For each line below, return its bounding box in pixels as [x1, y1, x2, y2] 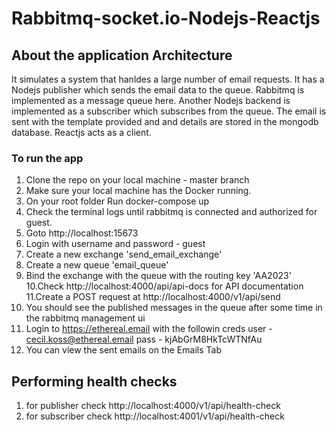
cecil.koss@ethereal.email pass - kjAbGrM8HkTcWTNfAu [25, 333, 263, 346]
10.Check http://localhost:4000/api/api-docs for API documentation [25, 280, 304, 292]
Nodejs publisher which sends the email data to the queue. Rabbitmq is [11, 84, 305, 96]
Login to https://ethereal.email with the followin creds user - [25, 323, 273, 335]
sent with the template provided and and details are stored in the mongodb [11, 116, 319, 127]
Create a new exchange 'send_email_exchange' [25, 248, 223, 261]
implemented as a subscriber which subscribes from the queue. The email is [11, 105, 327, 117]
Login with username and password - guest [25, 238, 206, 250]
